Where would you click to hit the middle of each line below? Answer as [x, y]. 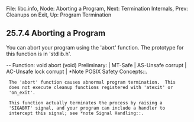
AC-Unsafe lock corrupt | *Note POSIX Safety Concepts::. [77, 71]
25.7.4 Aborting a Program [56, 33]
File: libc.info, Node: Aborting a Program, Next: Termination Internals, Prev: [97, 9]
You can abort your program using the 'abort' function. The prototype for [95, 47]
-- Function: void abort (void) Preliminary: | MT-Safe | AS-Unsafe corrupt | [96, 65]
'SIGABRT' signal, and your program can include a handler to [87, 108]
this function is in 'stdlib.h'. [39, 54]
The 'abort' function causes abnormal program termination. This [92, 82]
